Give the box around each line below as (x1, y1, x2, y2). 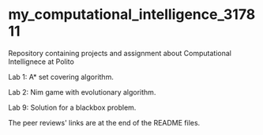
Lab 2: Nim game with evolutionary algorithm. (8, 87, 156, 96)
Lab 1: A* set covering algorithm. (8, 72, 115, 81)
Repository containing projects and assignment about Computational (8, 48, 231, 58)
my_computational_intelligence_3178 (8, 6, 256, 24)
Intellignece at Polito (8, 57, 75, 66)
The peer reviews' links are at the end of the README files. (8, 118, 201, 127)
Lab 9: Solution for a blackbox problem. (8, 103, 137, 112)
